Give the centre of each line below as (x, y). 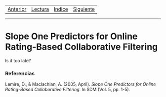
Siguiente (84, 9)
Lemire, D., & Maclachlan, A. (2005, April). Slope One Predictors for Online (81, 84)
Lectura (40, 9)
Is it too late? (18, 60)
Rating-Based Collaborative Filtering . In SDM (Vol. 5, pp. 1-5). (68, 90)
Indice (61, 9)
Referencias (20, 73)
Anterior (17, 9)
